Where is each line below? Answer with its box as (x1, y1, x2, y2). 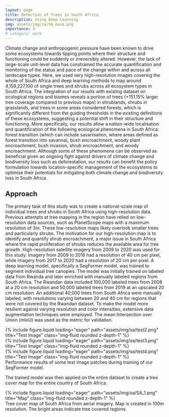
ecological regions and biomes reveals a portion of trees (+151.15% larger (5, 94, 158, 100)
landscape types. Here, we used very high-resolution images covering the (5, 72, 160, 78)
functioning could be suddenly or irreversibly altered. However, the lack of (5, 56, 161, 62)
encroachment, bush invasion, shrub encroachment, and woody (5, 143, 139, 148)
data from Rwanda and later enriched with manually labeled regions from (5, 273, 158, 280)
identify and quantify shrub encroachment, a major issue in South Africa (5, 235, 156, 242)
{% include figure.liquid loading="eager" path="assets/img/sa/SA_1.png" (5, 390, 157, 396)
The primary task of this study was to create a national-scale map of (5, 203, 149, 209)
